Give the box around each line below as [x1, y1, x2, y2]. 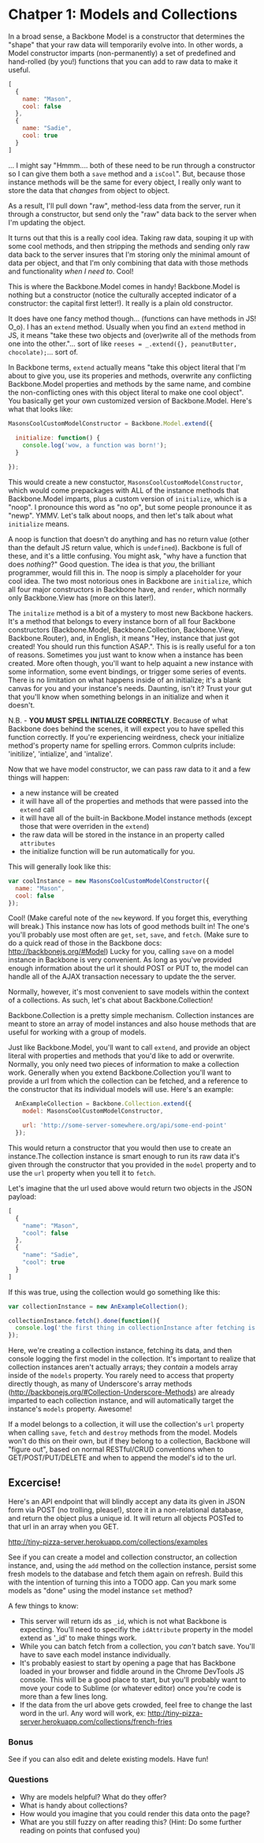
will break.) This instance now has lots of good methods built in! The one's [8, 922, 250, 931]
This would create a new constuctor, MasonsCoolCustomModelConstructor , [8, 477, 244, 486]
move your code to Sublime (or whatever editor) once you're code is [19, 1684, 242, 1693]
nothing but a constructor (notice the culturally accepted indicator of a [8, 290, 237, 299]
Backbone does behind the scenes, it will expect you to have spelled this [8, 723, 244, 734]
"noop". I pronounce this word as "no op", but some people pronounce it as [8, 502, 252, 511]
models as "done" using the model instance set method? [8, 1586, 193, 1595]
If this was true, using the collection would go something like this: [8, 1287, 221, 1297]
